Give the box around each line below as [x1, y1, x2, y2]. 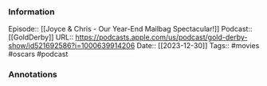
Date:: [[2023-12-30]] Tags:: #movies [136, 41, 260, 50]
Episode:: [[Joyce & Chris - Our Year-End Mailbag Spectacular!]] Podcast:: [8, 24, 253, 34]
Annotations [8, 69, 57, 80]
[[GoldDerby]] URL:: [8, 32, 74, 42]
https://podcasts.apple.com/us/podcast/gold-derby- [75, 32, 248, 42]
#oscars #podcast [8, 50, 69, 59]
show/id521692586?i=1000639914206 [8, 41, 135, 50]
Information [8, 6, 55, 17]
